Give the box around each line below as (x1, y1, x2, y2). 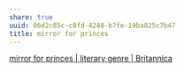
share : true (9, 12, 53, 22)
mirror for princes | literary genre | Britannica (9, 54, 172, 64)
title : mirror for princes (9, 29, 109, 38)
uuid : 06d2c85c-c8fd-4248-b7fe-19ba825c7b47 (9, 21, 176, 30)
